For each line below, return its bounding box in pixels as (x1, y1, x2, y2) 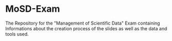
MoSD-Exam (5, 3, 60, 15)
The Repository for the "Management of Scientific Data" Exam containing (5, 20, 160, 26)
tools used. (5, 31, 29, 37)
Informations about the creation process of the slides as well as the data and (5, 25, 167, 31)
